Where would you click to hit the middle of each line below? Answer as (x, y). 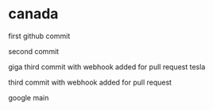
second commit (34, 51)
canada (33, 14)
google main (29, 97)
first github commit (39, 36)
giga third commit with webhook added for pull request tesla (107, 67)
